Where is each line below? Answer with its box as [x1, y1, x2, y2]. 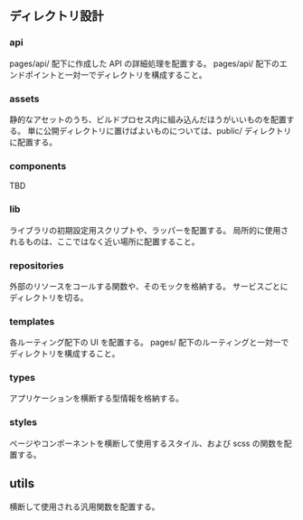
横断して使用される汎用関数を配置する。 [9, 501, 160, 512]
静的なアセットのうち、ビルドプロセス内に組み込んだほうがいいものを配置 [9, 114, 287, 125]
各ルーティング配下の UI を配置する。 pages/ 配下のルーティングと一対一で [9, 337, 289, 348]
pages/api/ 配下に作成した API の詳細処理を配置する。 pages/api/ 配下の [9, 58, 280, 69]
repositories [9, 259, 64, 271]
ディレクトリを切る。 [9, 292, 89, 303]
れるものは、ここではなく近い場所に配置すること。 [9, 236, 200, 247]
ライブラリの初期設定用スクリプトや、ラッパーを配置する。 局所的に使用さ [9, 224, 289, 235]
